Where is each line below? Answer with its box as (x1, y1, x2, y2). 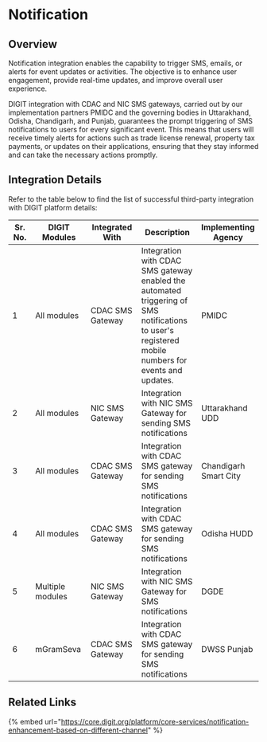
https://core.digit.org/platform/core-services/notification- (60, 716, 250, 726)
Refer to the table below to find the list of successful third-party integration (8, 194, 254, 204)
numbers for (141, 355, 188, 366)
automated (141, 285, 181, 296)
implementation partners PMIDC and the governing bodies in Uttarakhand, (8, 108, 252, 117)
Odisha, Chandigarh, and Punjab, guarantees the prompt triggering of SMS (8, 116, 253, 125)
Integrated (91, 222, 133, 233)
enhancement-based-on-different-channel (8, 725, 149, 735)
